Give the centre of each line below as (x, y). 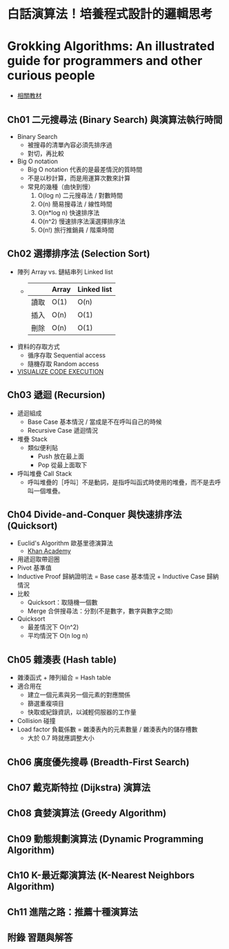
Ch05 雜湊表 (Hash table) (62, 660)
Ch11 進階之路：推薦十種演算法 (72, 912)
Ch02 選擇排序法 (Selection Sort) (79, 254)
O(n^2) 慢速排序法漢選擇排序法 (81, 221)
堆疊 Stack (32, 439)
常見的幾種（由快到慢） (61, 187)
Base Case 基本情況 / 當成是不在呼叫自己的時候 (94, 422)
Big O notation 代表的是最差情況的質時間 (85, 169)
